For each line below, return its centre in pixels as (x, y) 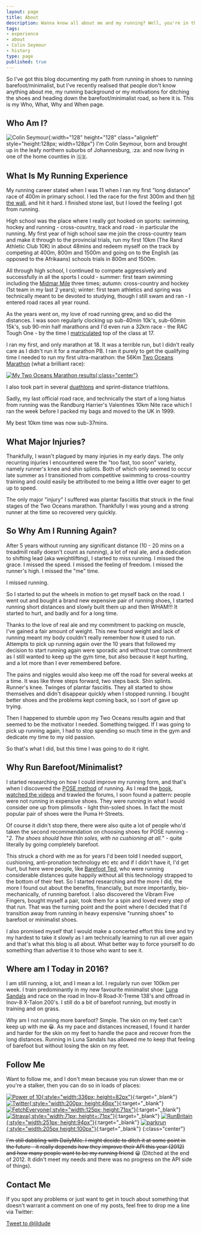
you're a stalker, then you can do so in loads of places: (74, 1085)
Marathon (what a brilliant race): (46, 364)
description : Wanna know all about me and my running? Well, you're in (97, 23)
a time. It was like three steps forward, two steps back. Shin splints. (89, 681)
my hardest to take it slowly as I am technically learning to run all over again (99, 937)
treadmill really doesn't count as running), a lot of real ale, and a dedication (99, 552)
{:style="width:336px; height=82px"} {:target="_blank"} (109, 1097)
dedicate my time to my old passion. (51, 737)
